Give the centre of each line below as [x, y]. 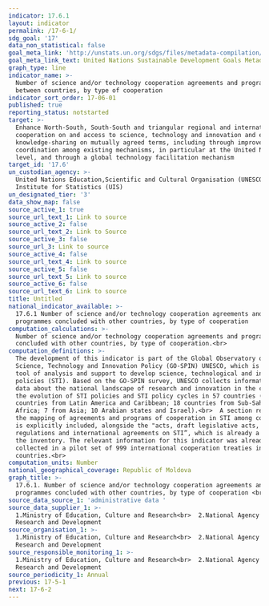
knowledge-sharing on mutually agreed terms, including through [125, 142]
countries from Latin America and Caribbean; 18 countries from [125, 403]
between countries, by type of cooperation [89, 90]
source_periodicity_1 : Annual [59, 575]
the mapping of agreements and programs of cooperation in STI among [134, 418]
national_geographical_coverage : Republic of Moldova [100, 471]
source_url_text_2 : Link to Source [68, 232]
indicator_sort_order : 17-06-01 [62, 98]
